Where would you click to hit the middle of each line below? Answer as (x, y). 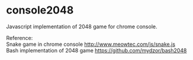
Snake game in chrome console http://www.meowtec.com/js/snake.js (91, 44)
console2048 (40, 10)
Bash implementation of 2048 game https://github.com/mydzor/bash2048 (96, 50)
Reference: (20, 38)
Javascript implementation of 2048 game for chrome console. (82, 26)
